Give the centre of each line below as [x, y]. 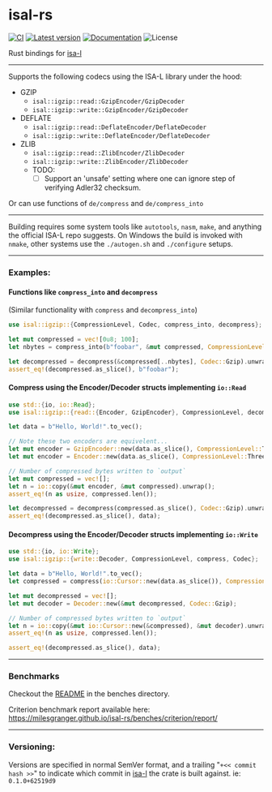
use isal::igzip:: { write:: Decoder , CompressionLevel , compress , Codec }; [134, 559]
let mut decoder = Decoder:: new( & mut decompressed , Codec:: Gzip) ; [123, 603]
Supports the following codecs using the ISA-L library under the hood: [125, 76]
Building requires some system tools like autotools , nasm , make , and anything [135, 226]
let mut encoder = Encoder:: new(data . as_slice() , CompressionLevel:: [128, 457]
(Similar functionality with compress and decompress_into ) [103, 310]
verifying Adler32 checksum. [93, 187]
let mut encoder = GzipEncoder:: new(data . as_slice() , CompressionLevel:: [136, 449]
